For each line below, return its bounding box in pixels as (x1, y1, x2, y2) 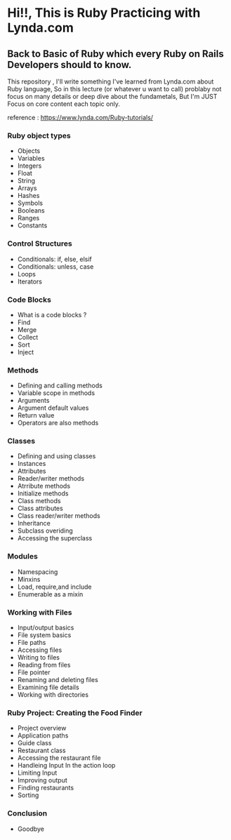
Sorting (17, 791, 39, 799)
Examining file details (17, 683, 79, 692)
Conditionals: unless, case (17, 262, 94, 271)
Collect (17, 333, 39, 341)
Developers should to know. (7, 58, 132, 71)
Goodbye (17, 825, 44, 833)
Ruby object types (7, 131, 72, 140)
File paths (17, 639, 46, 647)
